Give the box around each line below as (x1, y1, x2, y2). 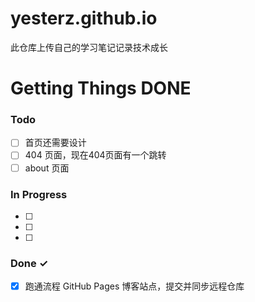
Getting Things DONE (10, 77, 192, 100)
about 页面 (24, 162, 70, 174)
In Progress (10, 187, 68, 201)
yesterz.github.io (10, 7, 158, 30)
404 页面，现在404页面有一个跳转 (24, 149, 167, 161)
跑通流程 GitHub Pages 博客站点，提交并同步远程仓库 (24, 280, 245, 292)
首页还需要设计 (24, 137, 87, 149)
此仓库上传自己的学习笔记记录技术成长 (10, 41, 168, 53)
